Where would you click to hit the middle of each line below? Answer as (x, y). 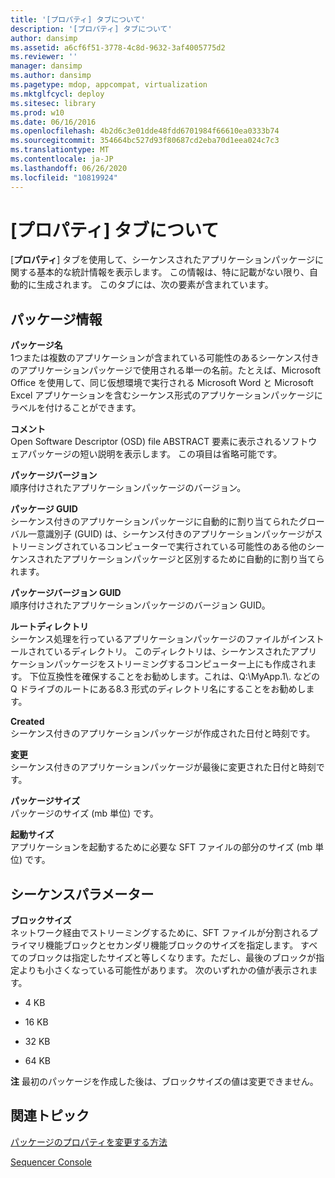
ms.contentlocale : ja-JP (62, 159)
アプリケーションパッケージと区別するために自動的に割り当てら (193, 559)
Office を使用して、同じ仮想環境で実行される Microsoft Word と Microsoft (162, 383)
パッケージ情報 (56, 319)
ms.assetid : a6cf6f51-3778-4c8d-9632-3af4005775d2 (118, 47)
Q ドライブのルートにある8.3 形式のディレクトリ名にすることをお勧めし (158, 689)
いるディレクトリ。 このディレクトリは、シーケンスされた (172, 652)
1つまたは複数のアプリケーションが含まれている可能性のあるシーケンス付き (165, 358)
